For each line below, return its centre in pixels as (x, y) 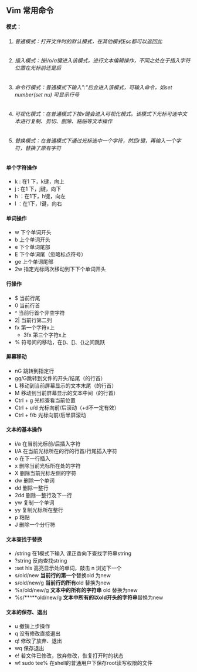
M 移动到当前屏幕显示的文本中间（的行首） (67, 392)
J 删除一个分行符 (35, 525)
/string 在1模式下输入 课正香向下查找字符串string (73, 553)
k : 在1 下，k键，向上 (39, 182)
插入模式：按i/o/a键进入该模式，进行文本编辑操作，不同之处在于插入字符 (102, 61)
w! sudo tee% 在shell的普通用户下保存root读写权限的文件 (84, 663)
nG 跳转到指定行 (34, 371)
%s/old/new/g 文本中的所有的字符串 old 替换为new (76, 590)
